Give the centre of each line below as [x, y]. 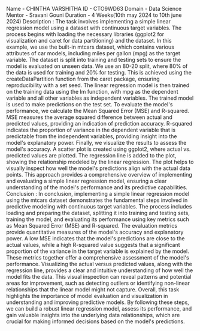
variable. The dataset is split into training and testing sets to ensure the [94, 60]
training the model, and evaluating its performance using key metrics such [98, 219]
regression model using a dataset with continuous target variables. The [94, 28]
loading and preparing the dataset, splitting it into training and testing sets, [98, 213]
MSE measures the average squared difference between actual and [89, 117]
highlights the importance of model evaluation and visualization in [87, 296]
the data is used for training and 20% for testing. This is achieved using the [99, 72]
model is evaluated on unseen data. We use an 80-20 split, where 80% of [97, 66]
